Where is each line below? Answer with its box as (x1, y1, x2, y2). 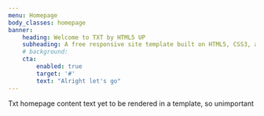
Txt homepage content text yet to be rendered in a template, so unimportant (8, 99, 254, 108)
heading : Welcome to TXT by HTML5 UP (22, 33, 146, 42)
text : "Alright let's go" (36, 77, 122, 85)
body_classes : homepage (8, 19, 86, 27)
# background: (22, 48, 68, 56)
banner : (8, 26, 34, 34)
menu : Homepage (8, 11, 58, 20)
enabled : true (36, 63, 82, 71)
